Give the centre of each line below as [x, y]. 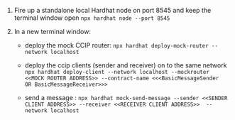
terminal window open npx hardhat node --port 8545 [92, 18]
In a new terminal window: [52, 32]
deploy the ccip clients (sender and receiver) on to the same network [126, 65]
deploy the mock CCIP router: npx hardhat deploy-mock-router [116, 45]
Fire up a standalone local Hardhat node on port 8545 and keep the [113, 10]
